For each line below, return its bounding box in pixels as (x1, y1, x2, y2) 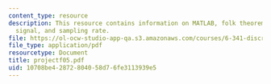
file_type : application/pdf (8, 42, 103, 50)
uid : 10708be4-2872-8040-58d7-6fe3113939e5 (8, 64, 157, 72)
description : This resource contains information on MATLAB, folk (8, 19, 236, 27)
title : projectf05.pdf (8, 57, 85, 65)
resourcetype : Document (8, 49, 89, 57)
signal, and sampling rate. (15, 26, 110, 34)
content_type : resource (8, 11, 89, 20)
